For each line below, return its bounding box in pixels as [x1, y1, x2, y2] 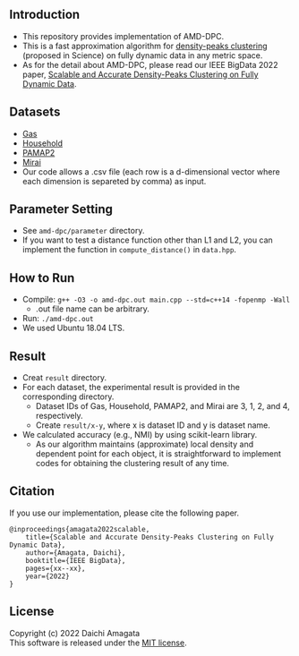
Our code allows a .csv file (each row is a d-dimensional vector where [21, 166, 280, 177]
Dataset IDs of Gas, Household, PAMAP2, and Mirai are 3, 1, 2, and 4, [35, 401, 290, 412]
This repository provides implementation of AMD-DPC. [21, 30, 225, 41]
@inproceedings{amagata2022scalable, [9, 524, 150, 533]
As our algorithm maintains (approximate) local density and [35, 439, 253, 450]
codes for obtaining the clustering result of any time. [35, 458, 230, 469]
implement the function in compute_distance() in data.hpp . [21, 244, 237, 255]
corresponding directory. [21, 391, 115, 402]
